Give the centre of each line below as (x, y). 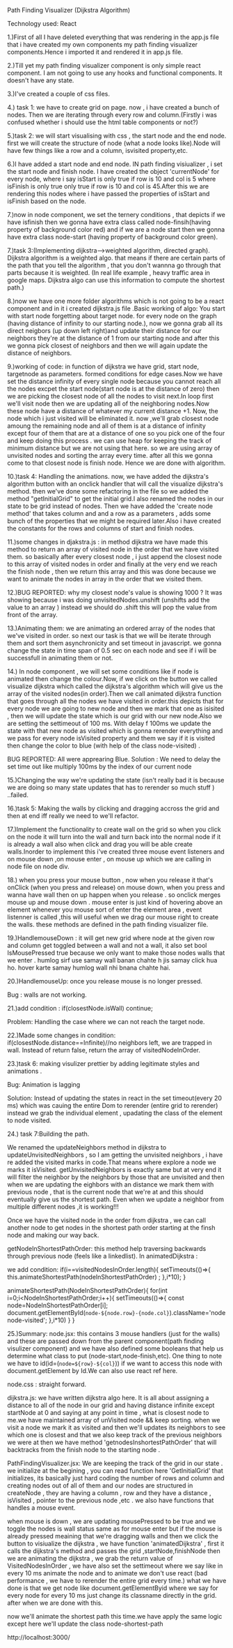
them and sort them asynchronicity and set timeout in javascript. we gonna (114, 643)
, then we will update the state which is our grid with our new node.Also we (115, 716)
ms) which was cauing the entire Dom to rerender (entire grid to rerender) (113, 1105)
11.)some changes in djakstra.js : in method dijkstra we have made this (108, 542)
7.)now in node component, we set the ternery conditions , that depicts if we (116, 215)
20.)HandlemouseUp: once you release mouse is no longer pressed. (105, 981)
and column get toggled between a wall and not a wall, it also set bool (107, 945)
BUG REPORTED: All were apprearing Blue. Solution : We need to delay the (114, 759)
